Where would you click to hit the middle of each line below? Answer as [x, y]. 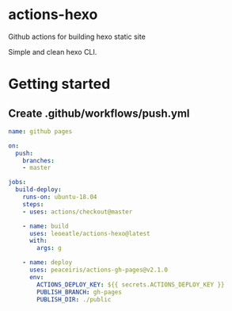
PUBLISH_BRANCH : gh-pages [80, 292]
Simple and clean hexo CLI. [53, 52]
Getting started [59, 84]
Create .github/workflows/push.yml [99, 113]
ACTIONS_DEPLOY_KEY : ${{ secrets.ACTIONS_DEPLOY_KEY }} [131, 284]
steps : [33, 204]
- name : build [46, 226]
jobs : [17, 182]
